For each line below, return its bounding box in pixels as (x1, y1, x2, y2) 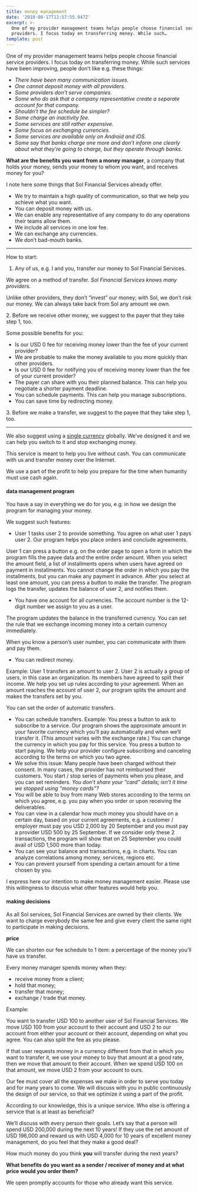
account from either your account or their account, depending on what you (6, 1030, 188, 1037)
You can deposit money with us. (14, 205, 93, 212)
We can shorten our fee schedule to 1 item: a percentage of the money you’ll (6, 947, 192, 954)
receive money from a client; (14, 976, 84, 983)
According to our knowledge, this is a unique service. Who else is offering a (6, 1102, 190, 1109)
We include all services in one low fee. (14, 224, 108, 231)
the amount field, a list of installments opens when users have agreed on (6, 560, 183, 568)
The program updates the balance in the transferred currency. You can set (6, 614, 187, 621)
